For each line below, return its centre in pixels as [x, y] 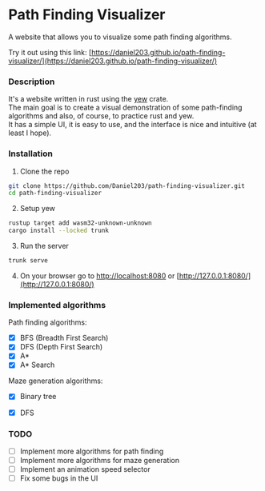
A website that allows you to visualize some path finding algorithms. [120, 37]
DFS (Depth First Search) [61, 347]
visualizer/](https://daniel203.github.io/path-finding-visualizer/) [113, 61]
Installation [31, 154]
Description [32, 82]
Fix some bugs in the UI [59, 478]
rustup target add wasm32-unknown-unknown [80, 223]
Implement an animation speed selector [85, 469]
